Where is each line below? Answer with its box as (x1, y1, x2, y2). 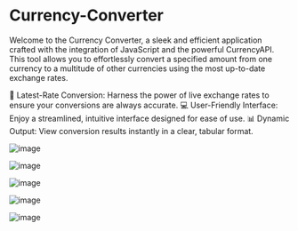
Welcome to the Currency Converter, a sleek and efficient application (9, 35, 262, 45)
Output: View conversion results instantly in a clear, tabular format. (9, 125, 254, 136)
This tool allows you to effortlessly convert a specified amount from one (9, 53, 273, 64)
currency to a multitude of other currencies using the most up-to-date (9, 63, 266, 74)
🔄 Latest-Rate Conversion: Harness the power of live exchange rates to (9, 90, 270, 100)
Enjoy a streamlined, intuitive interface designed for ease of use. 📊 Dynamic (9, 113, 290, 123)
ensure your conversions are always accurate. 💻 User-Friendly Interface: (9, 100, 278, 110)
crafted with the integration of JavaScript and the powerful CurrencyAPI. (9, 44, 275, 54)
